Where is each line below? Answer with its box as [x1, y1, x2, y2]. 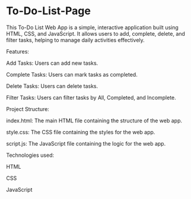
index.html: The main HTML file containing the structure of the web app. [6, 117, 183, 124]
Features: [6, 48, 30, 55]
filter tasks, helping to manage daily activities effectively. [6, 36, 145, 43]
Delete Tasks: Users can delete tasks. [6, 82, 98, 90]
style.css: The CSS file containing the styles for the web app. [6, 128, 155, 135]
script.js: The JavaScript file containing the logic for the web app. [6, 140, 166, 147]
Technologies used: [6, 151, 55, 159]
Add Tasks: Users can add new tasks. [6, 59, 98, 67]
